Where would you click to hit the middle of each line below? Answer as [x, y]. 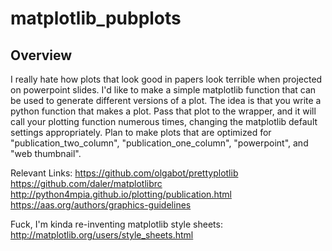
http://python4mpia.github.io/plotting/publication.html [121, 194]
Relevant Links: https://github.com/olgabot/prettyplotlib [124, 173]
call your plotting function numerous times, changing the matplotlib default [164, 121]
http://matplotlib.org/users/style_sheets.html [102, 235]
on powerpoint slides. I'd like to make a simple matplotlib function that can [163, 90]
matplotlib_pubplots [96, 18]
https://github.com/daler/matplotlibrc [86, 183]
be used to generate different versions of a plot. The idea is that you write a [166, 100]
